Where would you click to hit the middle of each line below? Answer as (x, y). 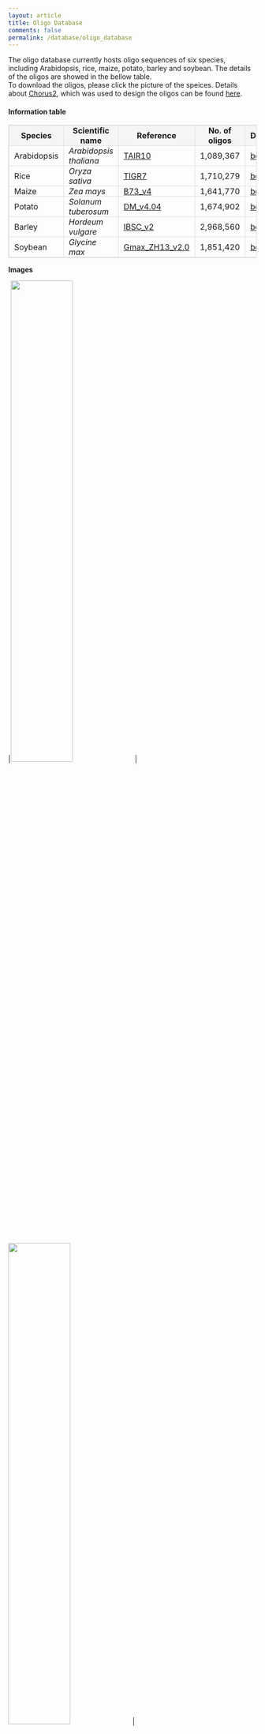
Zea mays (87, 192)
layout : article (35, 15)
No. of (220, 131)
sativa (80, 181)
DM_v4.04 (142, 207)
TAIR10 (137, 156)
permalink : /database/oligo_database (70, 38)
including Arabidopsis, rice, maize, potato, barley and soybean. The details (129, 69)
